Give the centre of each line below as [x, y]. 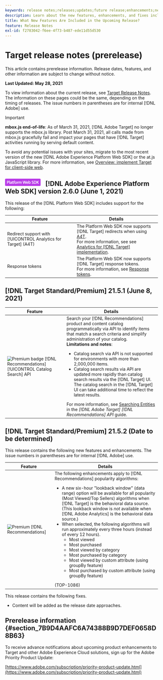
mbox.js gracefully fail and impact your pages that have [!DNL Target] [75, 137]
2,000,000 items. [91, 364]
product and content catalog [95, 323]
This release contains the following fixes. [46, 596]
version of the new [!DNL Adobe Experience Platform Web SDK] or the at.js [80, 157]
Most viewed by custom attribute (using [109, 560]
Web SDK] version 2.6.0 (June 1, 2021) [64, 191]
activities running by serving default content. [50, 143]
